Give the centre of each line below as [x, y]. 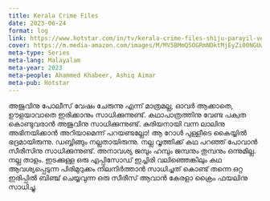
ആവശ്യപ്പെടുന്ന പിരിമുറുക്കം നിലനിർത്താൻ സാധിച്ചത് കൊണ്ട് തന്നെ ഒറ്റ [126, 168]
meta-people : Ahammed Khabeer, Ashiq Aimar [82, 75]
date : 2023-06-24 [37, 23]
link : [17, 38]
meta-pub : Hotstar [39, 82]
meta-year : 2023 [35, 68]
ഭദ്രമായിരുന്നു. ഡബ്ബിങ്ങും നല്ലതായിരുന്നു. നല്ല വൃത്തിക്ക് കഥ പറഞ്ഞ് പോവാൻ [133, 142]
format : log [28, 30]
